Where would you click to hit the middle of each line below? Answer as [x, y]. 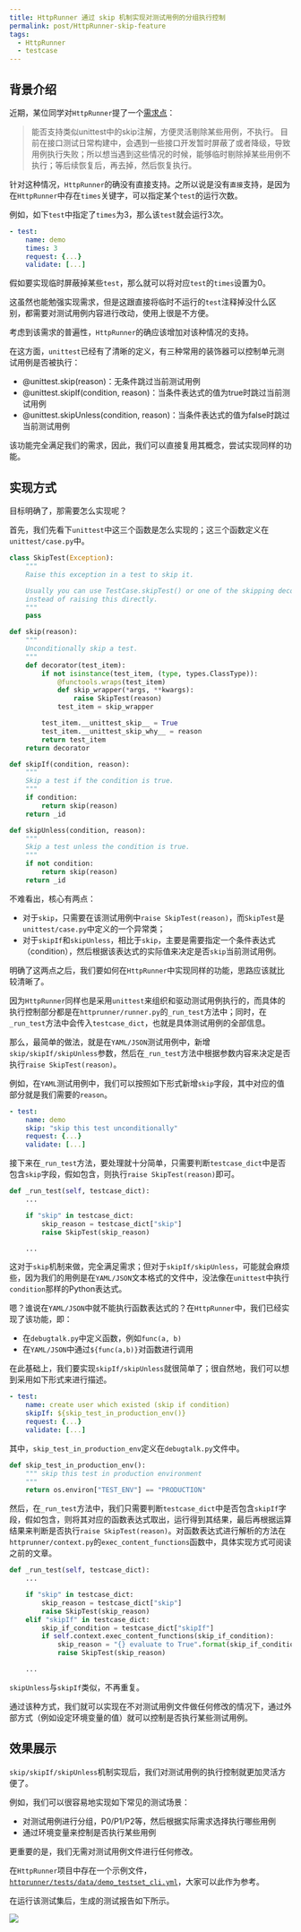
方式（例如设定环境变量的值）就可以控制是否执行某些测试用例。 [134, 1717]
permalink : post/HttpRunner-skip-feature [88, 26]
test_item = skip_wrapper [105, 707]
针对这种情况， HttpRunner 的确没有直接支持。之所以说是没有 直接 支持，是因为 [150, 184]
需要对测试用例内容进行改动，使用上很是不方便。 [123, 313]
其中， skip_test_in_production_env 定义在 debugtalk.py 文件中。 [127, 1448]
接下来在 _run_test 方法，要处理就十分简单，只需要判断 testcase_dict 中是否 [148, 1163]
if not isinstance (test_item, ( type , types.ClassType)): [150, 674]
